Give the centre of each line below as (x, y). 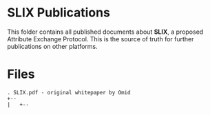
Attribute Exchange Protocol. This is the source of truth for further (101, 39)
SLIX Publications (59, 13)
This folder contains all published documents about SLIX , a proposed (105, 32)
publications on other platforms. (52, 46)
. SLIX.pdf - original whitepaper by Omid (69, 92)
